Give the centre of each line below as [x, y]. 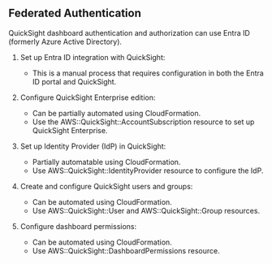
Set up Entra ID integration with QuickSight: [93, 57]
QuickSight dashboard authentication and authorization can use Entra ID [129, 32]
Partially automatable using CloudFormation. [106, 162]
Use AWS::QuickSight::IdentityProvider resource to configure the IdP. [148, 171]
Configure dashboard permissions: [78, 226]
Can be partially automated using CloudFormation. [117, 113]
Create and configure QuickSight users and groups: [106, 186]
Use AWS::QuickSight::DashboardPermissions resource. [126, 250]
